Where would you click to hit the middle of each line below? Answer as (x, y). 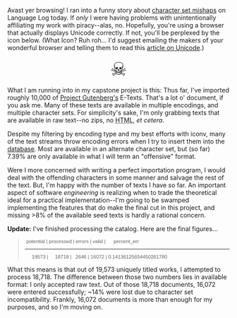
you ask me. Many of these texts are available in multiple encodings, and (113, 105)
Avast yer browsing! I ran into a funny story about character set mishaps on (116, 10)
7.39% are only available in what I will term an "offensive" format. (102, 156)
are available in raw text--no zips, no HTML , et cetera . (86, 120)
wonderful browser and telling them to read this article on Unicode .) (106, 48)
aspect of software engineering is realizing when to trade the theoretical (112, 193)
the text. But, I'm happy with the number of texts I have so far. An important (117, 185)
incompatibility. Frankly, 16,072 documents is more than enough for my (110, 300)
